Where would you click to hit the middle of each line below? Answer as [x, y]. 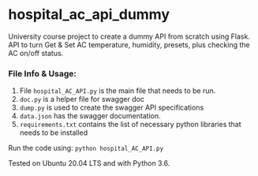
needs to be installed [54, 133]
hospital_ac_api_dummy [89, 15]
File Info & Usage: [42, 73]
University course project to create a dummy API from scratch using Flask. [129, 36]
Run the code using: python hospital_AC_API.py [86, 148]
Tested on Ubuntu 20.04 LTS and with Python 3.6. [89, 163]
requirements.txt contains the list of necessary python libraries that [131, 125]
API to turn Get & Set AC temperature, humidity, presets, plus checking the [129, 44]
